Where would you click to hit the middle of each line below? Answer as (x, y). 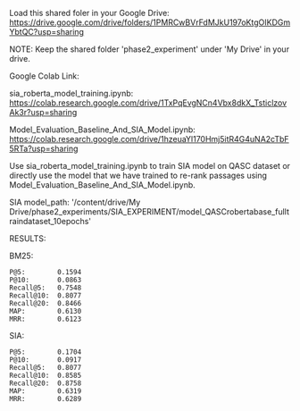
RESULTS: (28, 239)
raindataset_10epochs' (50, 221)
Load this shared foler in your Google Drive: (89, 13)
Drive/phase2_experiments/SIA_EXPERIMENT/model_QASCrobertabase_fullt (150, 212)
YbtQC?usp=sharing (47, 32)
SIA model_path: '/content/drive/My (75, 202)
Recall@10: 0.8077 (46, 296)
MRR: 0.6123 (46, 319)
